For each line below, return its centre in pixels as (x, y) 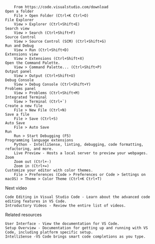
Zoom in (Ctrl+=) (32, 166)
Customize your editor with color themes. (49, 170)
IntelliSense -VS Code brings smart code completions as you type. (76, 237)
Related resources (24, 215)
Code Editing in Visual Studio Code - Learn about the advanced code (78, 197)
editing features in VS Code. (36, 201)
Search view (17, 28)
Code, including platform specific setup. (49, 232)
